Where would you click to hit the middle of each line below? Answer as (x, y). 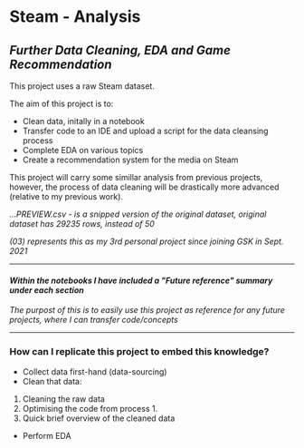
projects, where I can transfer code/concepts (94, 320)
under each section (47, 290)
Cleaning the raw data (64, 399)
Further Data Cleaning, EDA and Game (120, 50)
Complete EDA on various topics (83, 150)
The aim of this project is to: (62, 103)
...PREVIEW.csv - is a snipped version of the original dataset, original (138, 214)
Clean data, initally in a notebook (83, 121)
